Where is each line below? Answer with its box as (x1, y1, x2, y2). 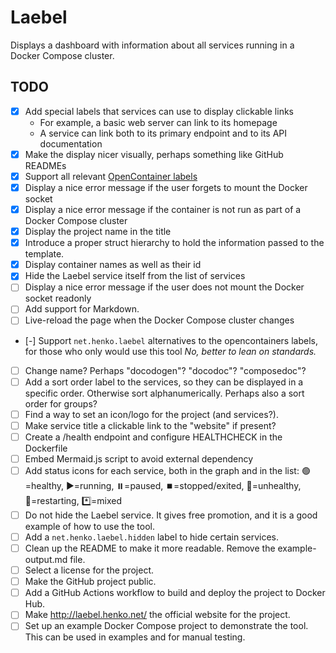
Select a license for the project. (24, 564, 154, 576)
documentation (39, 137, 103, 150)
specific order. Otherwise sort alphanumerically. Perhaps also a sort (24, 387, 305, 399)
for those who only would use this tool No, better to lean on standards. (24, 345, 317, 357)
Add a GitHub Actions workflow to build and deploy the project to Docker (24, 587, 326, 599)
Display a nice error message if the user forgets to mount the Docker (24, 181, 308, 193)
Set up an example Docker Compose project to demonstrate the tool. (24, 620, 309, 632)
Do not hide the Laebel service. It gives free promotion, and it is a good (24, 509, 318, 521)
